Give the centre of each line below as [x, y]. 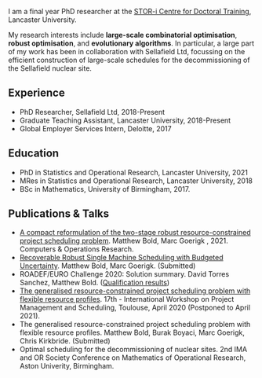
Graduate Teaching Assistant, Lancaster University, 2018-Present [125, 120]
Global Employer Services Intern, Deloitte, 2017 [95, 128]
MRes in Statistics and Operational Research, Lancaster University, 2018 [136, 181]
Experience [36, 93]
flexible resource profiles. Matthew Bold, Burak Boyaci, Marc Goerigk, [132, 332]
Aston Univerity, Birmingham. [67, 366]
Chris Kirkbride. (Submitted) [65, 341]
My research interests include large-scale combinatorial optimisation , [123, 35]
